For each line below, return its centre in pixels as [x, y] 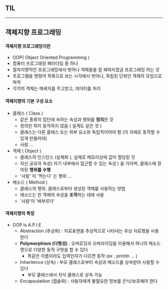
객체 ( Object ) [27, 151]
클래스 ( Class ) [28, 113]
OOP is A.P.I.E [27, 225]
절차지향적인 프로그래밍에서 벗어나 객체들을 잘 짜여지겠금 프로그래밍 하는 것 [86, 70]
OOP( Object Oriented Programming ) [51, 58]
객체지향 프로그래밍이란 [28, 46]
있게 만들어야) [33, 138]
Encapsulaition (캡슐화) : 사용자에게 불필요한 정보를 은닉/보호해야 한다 [88, 281]
